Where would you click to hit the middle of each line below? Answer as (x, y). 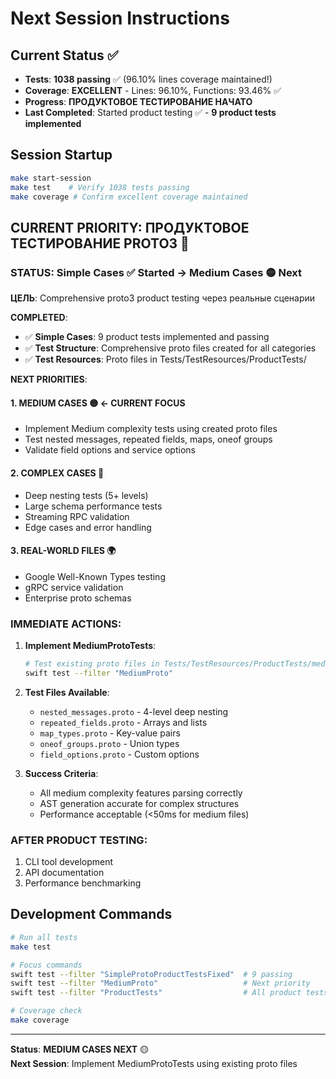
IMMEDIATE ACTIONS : (66, 624)
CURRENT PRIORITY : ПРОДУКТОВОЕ (130, 227)
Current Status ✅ (64, 55)
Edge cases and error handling (88, 527)
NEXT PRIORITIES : (49, 379)
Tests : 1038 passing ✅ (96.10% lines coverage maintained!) (148, 79)
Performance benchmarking (83, 883)
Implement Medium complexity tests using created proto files (151, 429)
